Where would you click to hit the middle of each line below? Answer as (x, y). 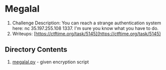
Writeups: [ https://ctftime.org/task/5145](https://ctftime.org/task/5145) (87, 33)
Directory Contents (36, 49)
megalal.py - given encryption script (50, 62)
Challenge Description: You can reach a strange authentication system (87, 23)
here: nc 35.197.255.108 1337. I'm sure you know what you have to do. (85, 28)
